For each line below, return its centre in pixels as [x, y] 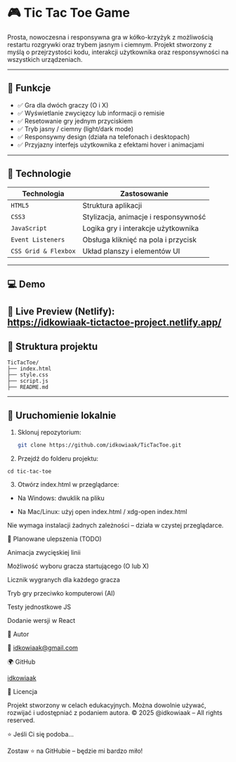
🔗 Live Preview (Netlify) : [61, 311]
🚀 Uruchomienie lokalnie [62, 415]
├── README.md [28, 387]
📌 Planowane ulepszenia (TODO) [54, 539]
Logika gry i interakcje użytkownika [140, 228]
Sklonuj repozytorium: [50, 432]
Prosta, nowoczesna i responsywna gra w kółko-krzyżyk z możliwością [110, 37]
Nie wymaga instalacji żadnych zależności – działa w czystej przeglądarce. [116, 525]
